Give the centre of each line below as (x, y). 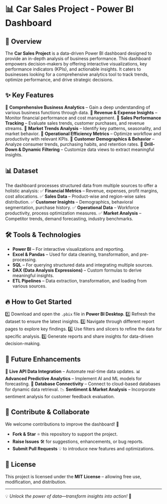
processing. (25, 260)
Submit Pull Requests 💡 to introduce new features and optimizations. (83, 448)
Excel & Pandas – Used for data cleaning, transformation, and (76, 254)
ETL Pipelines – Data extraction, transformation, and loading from (80, 281)
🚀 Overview (23, 41)
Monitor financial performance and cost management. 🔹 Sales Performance (83, 118)
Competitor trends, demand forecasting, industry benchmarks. (69, 218)
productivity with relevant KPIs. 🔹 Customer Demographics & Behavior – (80, 139)
